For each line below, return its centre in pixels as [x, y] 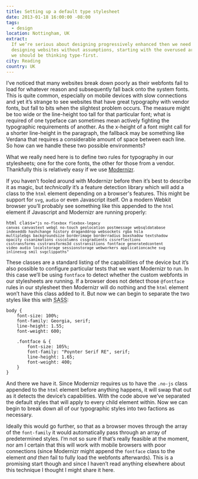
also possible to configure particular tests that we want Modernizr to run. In [98, 269]
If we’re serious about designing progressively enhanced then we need [101, 45]
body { [14, 311]
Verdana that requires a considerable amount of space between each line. [96, 140]
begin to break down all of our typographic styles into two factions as [90, 409]
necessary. [20, 415]
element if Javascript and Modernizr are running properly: [77, 212]
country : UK [21, 66]
